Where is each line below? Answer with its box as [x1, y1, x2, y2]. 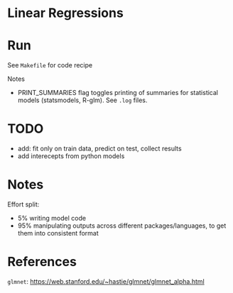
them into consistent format [17, 229, 99, 237]
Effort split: [7, 200, 40, 209]
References [7, 254, 77, 270]
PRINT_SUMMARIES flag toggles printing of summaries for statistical [17, 89, 219, 97]
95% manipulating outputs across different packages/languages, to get [17, 221, 227, 230]
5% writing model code [17, 214, 87, 222]
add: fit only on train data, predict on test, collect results [17, 144, 183, 153]
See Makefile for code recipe [7, 61, 93, 70]
